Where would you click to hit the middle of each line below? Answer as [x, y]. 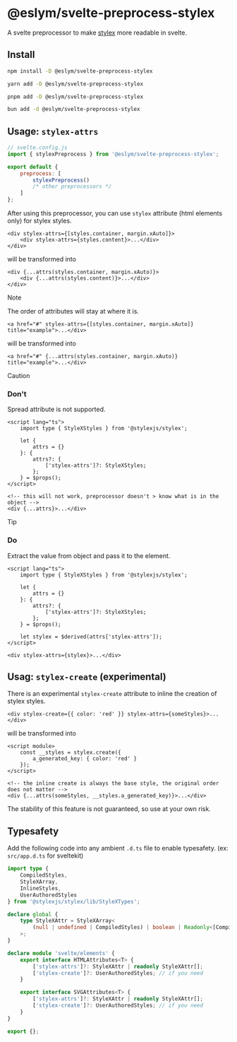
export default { [33, 167]
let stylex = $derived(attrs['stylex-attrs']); [91, 637]
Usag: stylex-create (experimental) [87, 677]
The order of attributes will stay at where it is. [73, 312]
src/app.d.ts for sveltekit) [45, 855]
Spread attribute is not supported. [56, 409]
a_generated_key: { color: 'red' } [85, 759]
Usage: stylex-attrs [53, 131]
